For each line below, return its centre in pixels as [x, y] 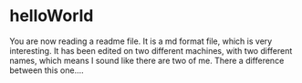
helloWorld [52, 16]
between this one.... [47, 70]
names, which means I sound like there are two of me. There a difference [147, 60]
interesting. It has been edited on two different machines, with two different [151, 50]
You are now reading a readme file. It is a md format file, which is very [141, 41]
